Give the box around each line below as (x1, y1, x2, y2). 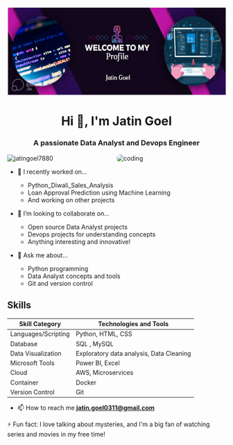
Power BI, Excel (76, 359, 120, 367)
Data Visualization (10, 349, 62, 357)
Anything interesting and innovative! (27, 237, 131, 245)
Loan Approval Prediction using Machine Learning (27, 188, 171, 197)
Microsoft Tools (10, 359, 55, 367)
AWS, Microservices (76, 369, 134, 377)
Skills (7, 300, 31, 311)
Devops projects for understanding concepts (27, 230, 156, 238)
